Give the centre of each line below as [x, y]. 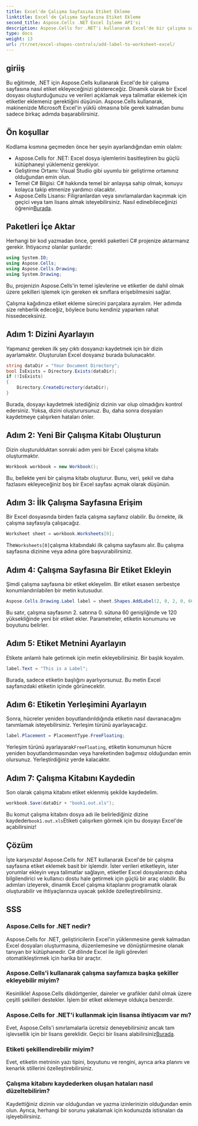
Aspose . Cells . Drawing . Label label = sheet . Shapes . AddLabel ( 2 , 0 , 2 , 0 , [96, 601]
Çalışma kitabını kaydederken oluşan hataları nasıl [80, 1084]
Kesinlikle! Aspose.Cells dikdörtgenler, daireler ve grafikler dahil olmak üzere [99, 993]
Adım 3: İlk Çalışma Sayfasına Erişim [74, 503]
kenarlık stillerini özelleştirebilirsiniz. [49, 1068]
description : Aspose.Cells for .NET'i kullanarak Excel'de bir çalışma [96, 28]
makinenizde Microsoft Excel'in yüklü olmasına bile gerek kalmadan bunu [95, 107]
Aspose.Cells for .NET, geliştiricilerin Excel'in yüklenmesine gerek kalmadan [98, 939]
